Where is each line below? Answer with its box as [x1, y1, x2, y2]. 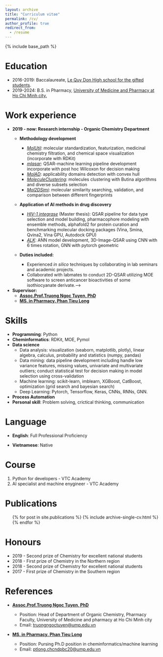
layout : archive [5, 7, 38, 12]
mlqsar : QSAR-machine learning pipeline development [26, 161, 137, 166]
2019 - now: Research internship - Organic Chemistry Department [12, 126, 149, 132]
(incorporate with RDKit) [26, 155, 76, 161]
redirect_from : [5, 26, 36, 30]
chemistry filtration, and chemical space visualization [26, 150, 135, 156]
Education [5, 61, 47, 72]
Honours [5, 536, 42, 547]
